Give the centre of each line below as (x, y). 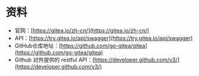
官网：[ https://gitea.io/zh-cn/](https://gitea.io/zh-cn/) (82, 30)
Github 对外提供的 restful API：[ (55, 60)
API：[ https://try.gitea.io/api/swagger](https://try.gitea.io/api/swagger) (103, 38)
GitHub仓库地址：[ (38, 46)
